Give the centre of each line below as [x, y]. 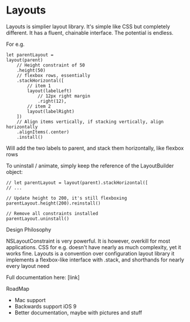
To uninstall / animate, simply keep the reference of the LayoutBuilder [90, 166]
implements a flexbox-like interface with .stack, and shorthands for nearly [95, 260]
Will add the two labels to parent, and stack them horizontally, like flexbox [95, 148]
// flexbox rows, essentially [54, 75]
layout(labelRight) [51, 111]
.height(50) [31, 70]
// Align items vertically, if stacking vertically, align [90, 122]
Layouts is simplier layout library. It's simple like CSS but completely [88, 26]
